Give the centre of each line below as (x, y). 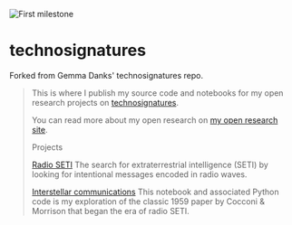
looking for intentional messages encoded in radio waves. (139, 174)
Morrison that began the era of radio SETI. (111, 211)
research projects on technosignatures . (105, 102)
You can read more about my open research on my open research (155, 120)
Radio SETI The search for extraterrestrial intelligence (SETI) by (150, 164)
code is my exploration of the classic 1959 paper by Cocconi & (148, 201)
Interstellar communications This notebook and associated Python (155, 192)
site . (39, 129)
